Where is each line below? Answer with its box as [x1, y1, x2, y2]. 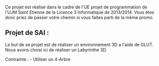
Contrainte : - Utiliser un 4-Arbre [5, 56, 71, 62]
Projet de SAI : [5, 29, 49, 37]
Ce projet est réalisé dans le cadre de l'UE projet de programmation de [5, 4, 148, 10]
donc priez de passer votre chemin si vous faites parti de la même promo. [5, 15, 154, 20]
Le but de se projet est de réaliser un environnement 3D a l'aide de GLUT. [5, 42, 154, 47]
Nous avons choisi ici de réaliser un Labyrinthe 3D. [5, 46, 108, 53]
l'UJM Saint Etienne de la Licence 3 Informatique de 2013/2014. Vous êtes [5, 9, 154, 15]
